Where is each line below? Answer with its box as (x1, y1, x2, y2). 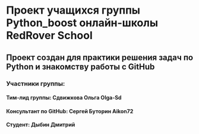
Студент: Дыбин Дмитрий (6, 121, 75, 128)
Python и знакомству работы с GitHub (6, 62, 155, 72)
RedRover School (6, 29, 93, 42)
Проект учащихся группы (6, 4, 141, 17)
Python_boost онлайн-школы (6, 16, 159, 30)
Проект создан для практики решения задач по (6, 52, 194, 62)
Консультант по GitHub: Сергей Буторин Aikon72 (6, 107, 134, 114)
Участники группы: (6, 79, 65, 88)
